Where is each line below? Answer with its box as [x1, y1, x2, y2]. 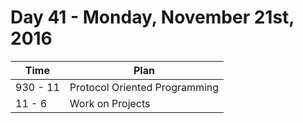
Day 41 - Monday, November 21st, [10, 6, 295, 29]
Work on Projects [69, 96, 151, 110]
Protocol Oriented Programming [69, 80, 220, 94]
